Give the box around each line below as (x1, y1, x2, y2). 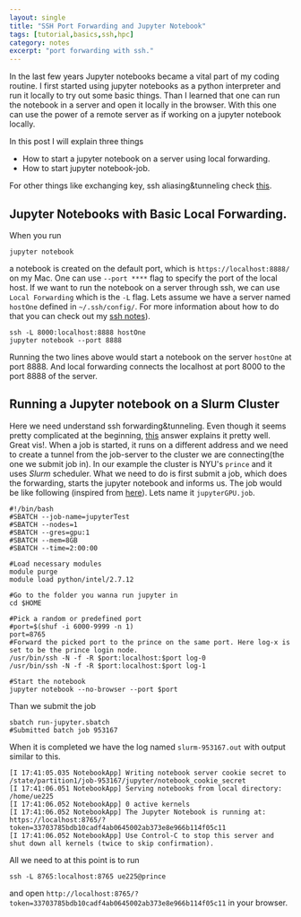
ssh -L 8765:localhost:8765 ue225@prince (9, 871, 167, 881)
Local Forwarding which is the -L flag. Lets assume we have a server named (9, 291, 291, 302)
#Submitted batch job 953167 (9, 725, 118, 735)
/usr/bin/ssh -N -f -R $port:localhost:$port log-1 (9, 661, 206, 670)
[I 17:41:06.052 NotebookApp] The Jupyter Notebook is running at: (9, 808, 267, 817)
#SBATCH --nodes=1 (9, 520, 78, 529)
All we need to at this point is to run (9, 854, 140, 865)
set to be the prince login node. (9, 645, 139, 654)
